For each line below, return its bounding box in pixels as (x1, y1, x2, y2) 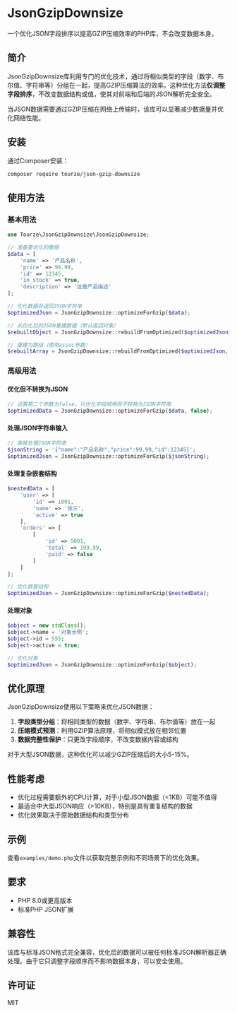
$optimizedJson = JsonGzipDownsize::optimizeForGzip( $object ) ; (7, 661, 197, 669)
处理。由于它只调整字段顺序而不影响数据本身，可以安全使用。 (7, 956, 187, 965)
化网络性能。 (7, 113, 44, 122)
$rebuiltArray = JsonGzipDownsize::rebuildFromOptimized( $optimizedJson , (7, 348, 229, 355)
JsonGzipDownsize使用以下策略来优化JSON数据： (7, 702, 154, 711)
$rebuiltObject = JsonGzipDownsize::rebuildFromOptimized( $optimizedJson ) (7, 329, 232, 336)
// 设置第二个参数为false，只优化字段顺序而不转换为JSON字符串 (7, 401, 171, 408)
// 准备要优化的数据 (7, 244, 59, 251)
